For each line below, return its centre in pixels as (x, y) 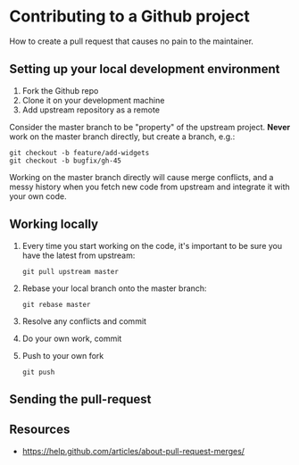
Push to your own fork (63, 355)
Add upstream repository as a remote (91, 110)
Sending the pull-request (80, 399)
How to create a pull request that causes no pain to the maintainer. (132, 41)
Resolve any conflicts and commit (84, 321)
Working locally (54, 224)
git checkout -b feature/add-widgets (79, 153)
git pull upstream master (70, 271)
